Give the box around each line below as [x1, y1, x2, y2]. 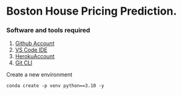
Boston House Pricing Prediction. [6, 4, 177, 18]
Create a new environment [6, 71, 73, 79]
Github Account [15, 40, 55, 47]
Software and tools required [6, 26, 90, 35]
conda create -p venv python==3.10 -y [6, 83, 104, 89]
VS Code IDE [15, 46, 47, 54]
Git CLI [15, 59, 33, 66]
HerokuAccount [15, 53, 55, 60]
